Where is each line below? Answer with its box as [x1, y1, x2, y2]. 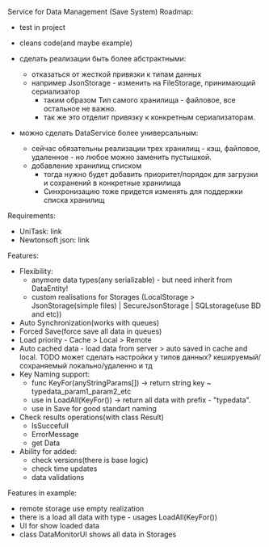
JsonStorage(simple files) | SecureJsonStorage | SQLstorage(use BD [31, 301, 262, 310]
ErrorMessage [31, 430, 79, 439]
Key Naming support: [19, 369, 90, 379]
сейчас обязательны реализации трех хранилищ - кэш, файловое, [31, 144, 261, 153]
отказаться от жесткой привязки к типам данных [31, 69, 202, 79]
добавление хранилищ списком [31, 161, 142, 170]
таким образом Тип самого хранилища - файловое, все [43, 95, 236, 104]
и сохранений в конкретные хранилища [43, 178, 182, 187]
